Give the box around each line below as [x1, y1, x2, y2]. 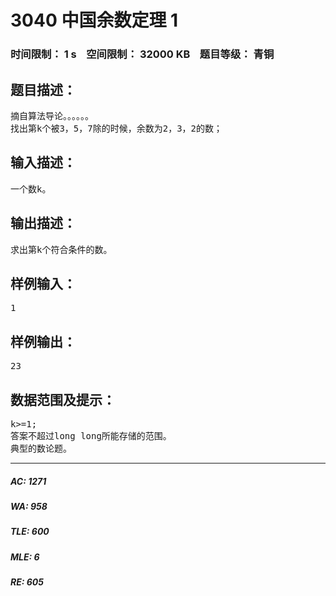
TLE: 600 [10, 526, 50, 538]
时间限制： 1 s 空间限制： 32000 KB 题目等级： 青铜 [10, 47, 275, 61]
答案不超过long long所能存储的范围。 [10, 430, 172, 441]
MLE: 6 [10, 551, 40, 563]
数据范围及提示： [10, 391, 116, 408]
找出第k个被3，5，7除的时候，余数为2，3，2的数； [10, 122, 223, 134]
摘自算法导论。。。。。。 [10, 110, 94, 121]
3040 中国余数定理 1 [10, 9, 179, 32]
